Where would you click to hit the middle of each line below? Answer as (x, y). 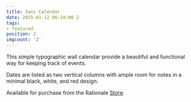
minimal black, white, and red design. (52, 81)
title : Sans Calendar (33, 12)
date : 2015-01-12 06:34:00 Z (43, 17)
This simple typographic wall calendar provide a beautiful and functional (95, 57)
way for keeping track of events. (46, 63)
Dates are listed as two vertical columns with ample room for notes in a (94, 75)
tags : (13, 23)
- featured (20, 28)
